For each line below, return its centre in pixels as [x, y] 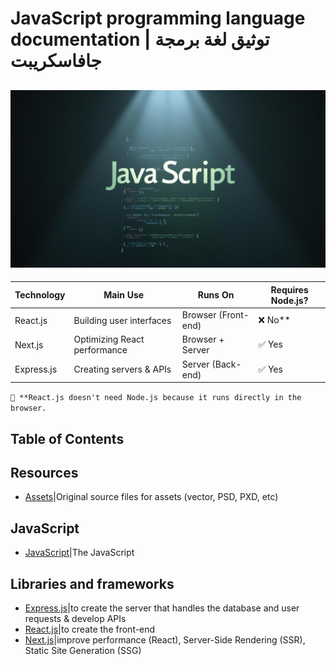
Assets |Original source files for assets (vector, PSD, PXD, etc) [151, 497]
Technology [40, 295]
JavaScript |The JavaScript [79, 553]
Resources [44, 473]
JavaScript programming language [158, 18]
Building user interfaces [122, 320]
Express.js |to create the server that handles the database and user [162, 608]
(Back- [226, 364]
